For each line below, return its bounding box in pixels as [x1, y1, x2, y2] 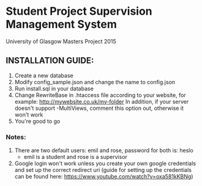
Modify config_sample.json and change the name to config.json [14, 78, 176, 85]
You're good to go [14, 117, 61, 125]
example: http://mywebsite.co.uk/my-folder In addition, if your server [14, 98, 189, 105]
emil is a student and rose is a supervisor [23, 153, 128, 161]
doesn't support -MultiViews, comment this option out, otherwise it [14, 104, 184, 112]
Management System [6, 17, 118, 31]
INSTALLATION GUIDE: [6, 55, 94, 66]
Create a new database [14, 72, 74, 79]
